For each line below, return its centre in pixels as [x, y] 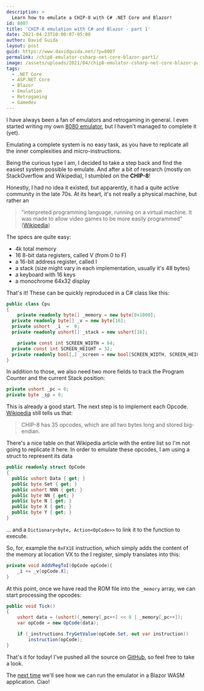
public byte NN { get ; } [43, 495]
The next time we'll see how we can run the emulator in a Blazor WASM [96, 675]
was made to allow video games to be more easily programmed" [102, 218]
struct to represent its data [39, 456]
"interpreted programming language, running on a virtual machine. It [107, 212]
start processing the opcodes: [44, 595]
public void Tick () [31, 606]
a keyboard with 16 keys [45, 274]
